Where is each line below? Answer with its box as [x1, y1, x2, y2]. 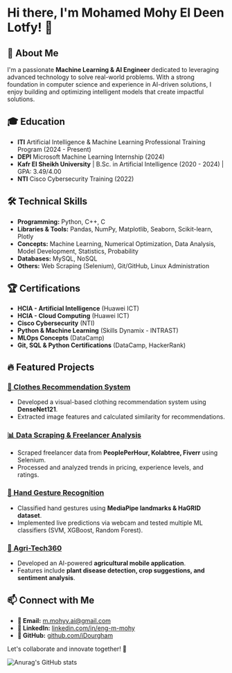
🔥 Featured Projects [7, 361, 95, 373]
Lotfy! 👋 [7, 19, 53, 35]
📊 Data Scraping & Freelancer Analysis [7, 430, 142, 440]
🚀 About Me [7, 47, 59, 59]
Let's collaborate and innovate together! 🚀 [7, 645, 127, 653]
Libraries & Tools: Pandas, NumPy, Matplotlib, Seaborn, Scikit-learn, [17, 225, 213, 233]
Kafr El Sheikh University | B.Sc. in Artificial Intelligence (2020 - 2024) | [17, 159, 224, 168]
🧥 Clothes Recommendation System [7, 382, 131, 392]
